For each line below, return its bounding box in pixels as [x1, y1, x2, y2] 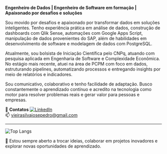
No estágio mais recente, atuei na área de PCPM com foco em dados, [5, 61, 148, 67]
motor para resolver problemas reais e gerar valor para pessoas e [5, 92, 140, 97]
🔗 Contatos [5, 107, 29, 112]
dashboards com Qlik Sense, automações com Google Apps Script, [5, 30, 143, 36]
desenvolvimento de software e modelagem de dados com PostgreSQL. [5, 41, 153, 47]
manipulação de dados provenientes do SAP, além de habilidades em [5, 35, 147, 41]
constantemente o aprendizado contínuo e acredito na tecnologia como [5, 86, 152, 92]
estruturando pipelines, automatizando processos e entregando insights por [5, 66, 161, 72]
